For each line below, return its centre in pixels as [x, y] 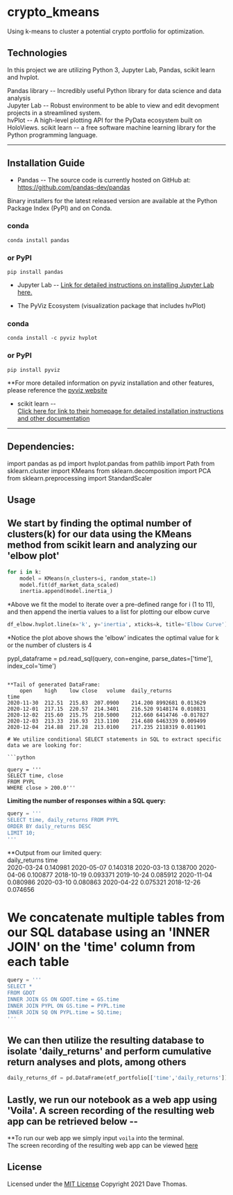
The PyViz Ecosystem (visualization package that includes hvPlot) [111, 306]
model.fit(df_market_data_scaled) [69, 585]
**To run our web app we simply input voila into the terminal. [96, 1138]
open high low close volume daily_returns [96, 691]
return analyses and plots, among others [97, 1062]
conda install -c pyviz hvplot [52, 338]
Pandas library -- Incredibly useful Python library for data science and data [114, 90]
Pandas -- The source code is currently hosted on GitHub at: [104, 180]
